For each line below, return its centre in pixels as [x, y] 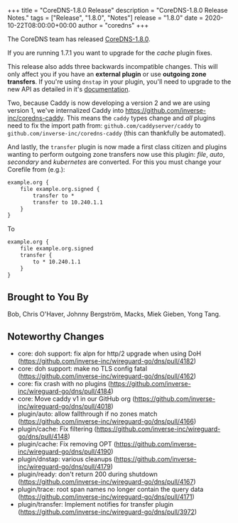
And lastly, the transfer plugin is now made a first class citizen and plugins [117, 147]
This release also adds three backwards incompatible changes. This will [113, 66]
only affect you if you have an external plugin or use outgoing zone [107, 74]
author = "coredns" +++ [113, 25]
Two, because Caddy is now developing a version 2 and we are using [109, 103]
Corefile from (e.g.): [36, 169]
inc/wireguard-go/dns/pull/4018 [64, 407]
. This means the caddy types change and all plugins [139, 118]
